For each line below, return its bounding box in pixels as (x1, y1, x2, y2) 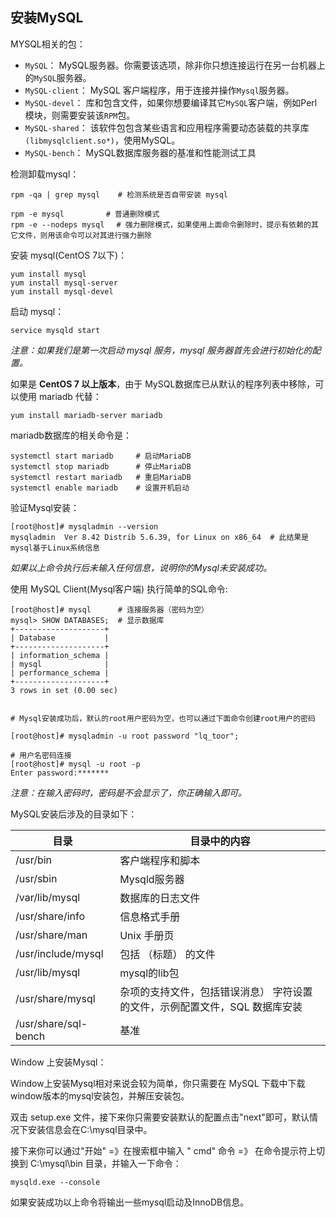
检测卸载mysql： (10, 168, 80, 180)
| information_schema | (10, 650, 110, 660)
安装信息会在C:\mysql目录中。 (27, 1123, 153, 1135)
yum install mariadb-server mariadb (10, 410, 163, 420)
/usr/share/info (15, 909, 86, 923)
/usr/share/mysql (15, 991, 96, 1005)
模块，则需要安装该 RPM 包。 (24, 109, 136, 121)
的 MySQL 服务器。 (24, 71, 92, 83)
